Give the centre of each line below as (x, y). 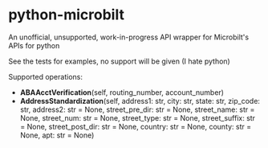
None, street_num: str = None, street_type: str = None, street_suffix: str (137, 117)
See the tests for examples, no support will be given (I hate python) (119, 61)
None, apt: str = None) (57, 135)
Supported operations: (45, 76)
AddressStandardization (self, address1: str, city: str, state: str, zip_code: (140, 101)
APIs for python (34, 45)
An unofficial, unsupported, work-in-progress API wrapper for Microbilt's (129, 37)
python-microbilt (66, 15)
